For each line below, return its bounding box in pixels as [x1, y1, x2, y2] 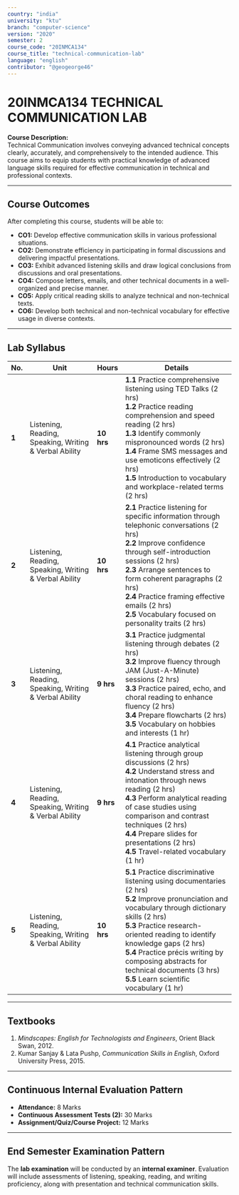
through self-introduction [124, 547, 211, 557]
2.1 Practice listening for [124, 502, 208, 512]
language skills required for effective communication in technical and [7, 163, 210, 172]
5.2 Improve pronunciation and [124, 894, 228, 904]
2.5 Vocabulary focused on [124, 609, 216, 619]
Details [164, 363, 189, 373]
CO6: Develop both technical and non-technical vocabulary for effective [17, 307, 230, 315]
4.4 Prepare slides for [124, 829, 198, 839]
